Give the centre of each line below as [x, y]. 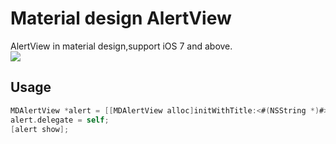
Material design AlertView [121, 18]
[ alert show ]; [40, 129]
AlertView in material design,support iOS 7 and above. [121, 46]
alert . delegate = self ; [60, 120]
